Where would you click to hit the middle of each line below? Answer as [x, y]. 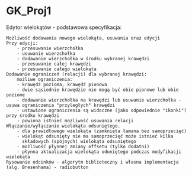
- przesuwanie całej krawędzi [54, 64]
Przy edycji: [22, 43]
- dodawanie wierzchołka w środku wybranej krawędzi [83, 58]
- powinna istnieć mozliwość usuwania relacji [75, 120]
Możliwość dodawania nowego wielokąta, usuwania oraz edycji [83, 38]
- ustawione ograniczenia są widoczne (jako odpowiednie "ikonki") [102, 110]
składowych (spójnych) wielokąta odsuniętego [79, 141]
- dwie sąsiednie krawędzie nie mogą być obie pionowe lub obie [98, 90]
